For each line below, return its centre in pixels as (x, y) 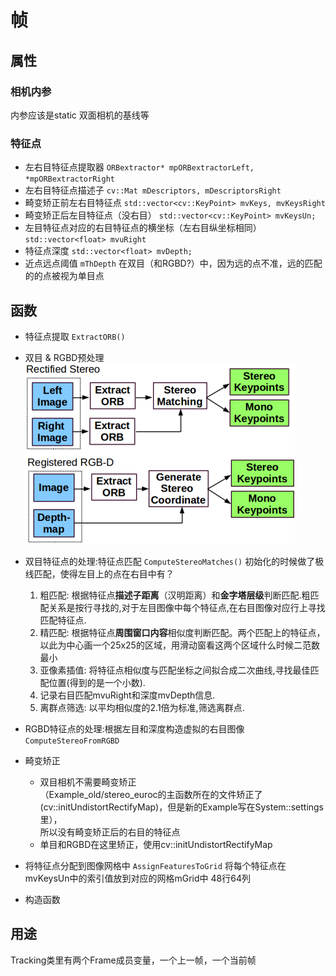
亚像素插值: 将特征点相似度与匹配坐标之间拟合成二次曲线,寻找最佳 (175, 670)
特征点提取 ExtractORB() (75, 336)
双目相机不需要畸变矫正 (88, 782)
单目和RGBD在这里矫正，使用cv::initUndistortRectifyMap (156, 844)
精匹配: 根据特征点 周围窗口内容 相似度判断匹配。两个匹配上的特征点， (182, 632)
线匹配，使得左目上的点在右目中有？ (99, 573)
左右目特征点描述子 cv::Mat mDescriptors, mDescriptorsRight (153, 190)
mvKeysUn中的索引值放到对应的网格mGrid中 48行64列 (137, 878)
